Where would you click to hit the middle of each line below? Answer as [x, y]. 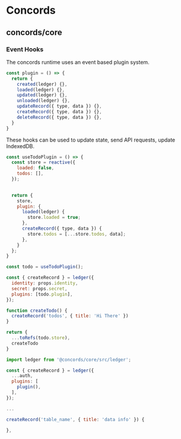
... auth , [22, 376]
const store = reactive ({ [44, 162]
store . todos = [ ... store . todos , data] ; [77, 234]
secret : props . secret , [39, 289]
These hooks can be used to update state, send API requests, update [91, 140]
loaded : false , [36, 168]
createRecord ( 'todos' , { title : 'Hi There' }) [70, 316]
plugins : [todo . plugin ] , [42, 294]
